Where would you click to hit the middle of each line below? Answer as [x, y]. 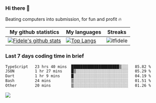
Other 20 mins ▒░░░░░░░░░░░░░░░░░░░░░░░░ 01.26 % [78, 86]
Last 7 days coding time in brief [45, 56]
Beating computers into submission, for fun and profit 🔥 [64, 19]
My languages [84, 32]
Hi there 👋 [18, 8]
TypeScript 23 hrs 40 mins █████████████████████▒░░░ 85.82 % [78, 67]
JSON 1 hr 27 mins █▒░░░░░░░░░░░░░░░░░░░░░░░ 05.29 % [78, 71]
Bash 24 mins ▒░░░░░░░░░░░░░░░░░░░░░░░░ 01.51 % [78, 81]
